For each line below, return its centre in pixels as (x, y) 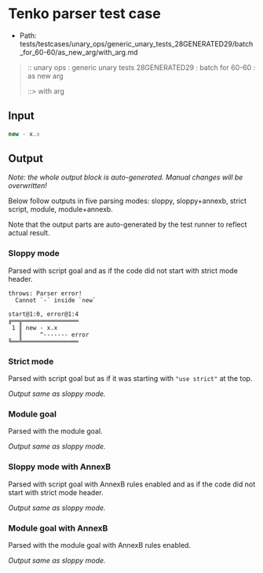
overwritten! (27, 186)
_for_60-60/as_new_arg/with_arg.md (79, 52)
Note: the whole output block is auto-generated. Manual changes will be (126, 177)
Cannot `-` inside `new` (56, 300)
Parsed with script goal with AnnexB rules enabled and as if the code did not (132, 484)
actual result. (29, 233)
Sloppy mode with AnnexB (60, 467)
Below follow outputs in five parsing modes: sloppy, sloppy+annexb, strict (128, 201)
